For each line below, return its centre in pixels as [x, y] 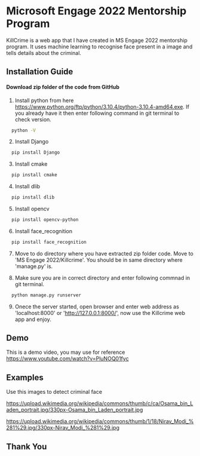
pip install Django [36, 153]
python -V [24, 130]
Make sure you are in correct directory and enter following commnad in [102, 278]
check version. [33, 119]
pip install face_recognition [49, 242]
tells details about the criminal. [44, 53]
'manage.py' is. [34, 266]
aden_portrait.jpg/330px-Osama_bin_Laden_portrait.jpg [75, 410]
